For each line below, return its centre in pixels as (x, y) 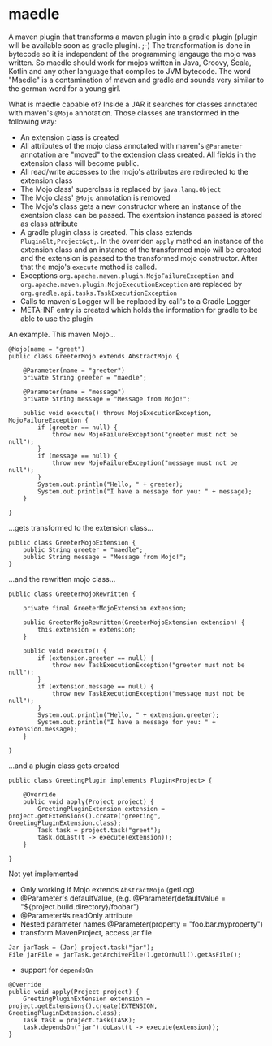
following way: (32, 121)
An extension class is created (69, 137)
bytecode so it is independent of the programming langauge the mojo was (132, 54)
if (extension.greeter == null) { (96, 658)
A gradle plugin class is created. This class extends (106, 232)
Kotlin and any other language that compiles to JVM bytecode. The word (130, 71)
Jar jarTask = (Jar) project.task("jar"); (81, 948)
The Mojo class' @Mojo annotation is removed (95, 197)
